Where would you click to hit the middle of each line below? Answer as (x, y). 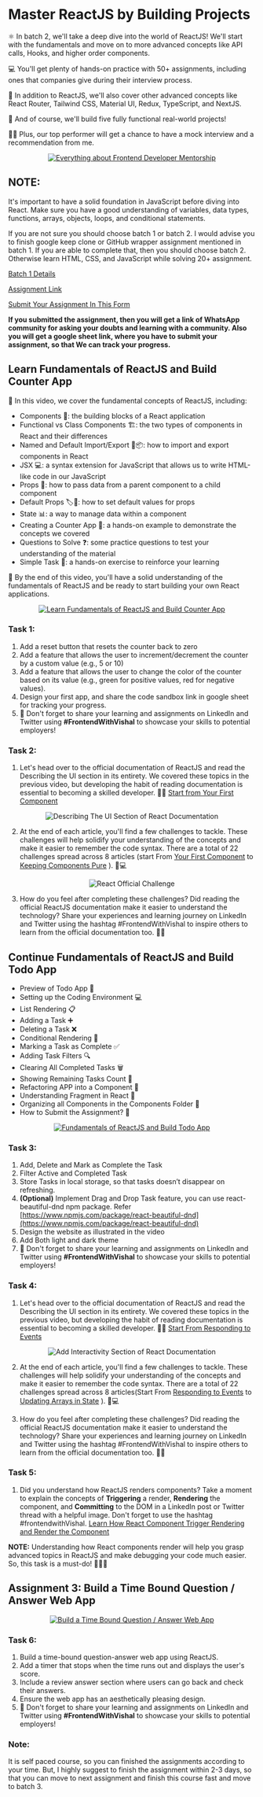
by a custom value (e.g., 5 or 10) (71, 663)
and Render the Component (64, 1531)
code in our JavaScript (69, 476)
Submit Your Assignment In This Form (69, 304)
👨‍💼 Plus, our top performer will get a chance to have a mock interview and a (131, 134)
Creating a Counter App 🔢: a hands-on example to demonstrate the (128, 525)
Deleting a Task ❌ (48, 1029)
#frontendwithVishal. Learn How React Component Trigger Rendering (132, 1523)
